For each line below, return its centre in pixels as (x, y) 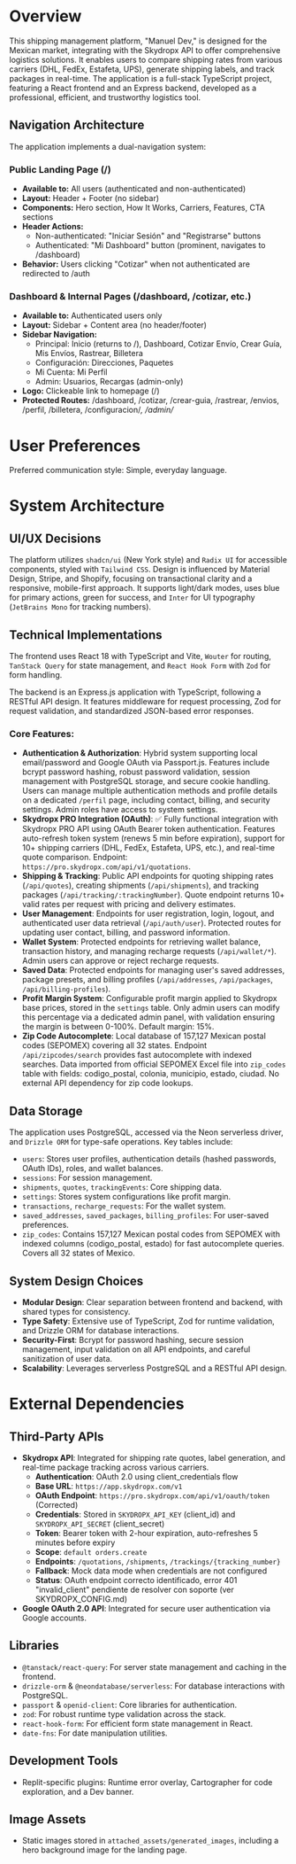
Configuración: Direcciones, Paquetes (104, 363)
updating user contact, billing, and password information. (126, 933)
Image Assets (48, 1819)
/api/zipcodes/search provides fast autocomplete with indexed (137, 1055)
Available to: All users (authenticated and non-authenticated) (134, 189)
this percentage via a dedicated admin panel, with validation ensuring (148, 1017)
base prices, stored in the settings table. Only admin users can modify (151, 1008)
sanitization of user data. (67, 1359)
